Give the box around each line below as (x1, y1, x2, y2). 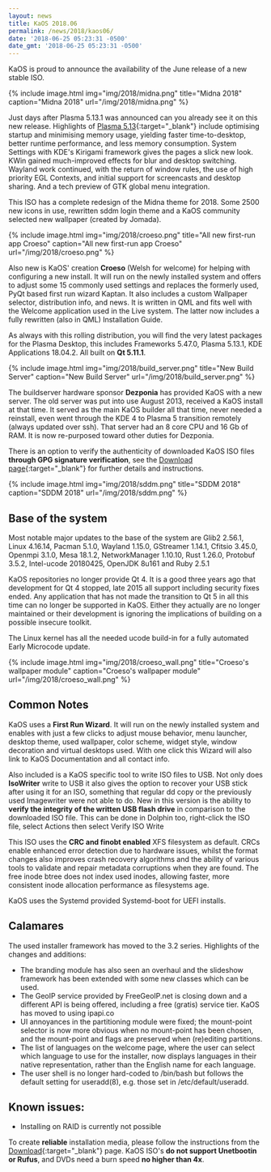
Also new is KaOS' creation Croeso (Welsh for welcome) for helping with (8, 263, 251, 273)
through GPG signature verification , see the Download (8, 455, 193, 465)
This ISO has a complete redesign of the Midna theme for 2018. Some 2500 (8, 198, 260, 207)
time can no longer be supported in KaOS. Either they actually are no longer (8, 600, 260, 610)
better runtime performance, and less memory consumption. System (8, 139, 237, 148)
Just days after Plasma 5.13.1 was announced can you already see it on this (8, 113, 258, 122)
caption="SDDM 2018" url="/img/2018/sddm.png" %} (8, 488, 188, 498)
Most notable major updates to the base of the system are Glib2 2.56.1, (8, 532, 244, 543)
